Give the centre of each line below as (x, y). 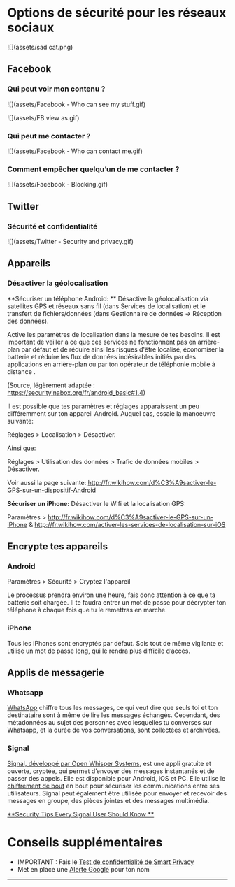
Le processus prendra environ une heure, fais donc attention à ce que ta (111, 595)
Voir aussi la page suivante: (47, 482)
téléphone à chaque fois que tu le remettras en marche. (87, 610)
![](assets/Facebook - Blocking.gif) (58, 185)
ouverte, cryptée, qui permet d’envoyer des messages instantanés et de (111, 771)
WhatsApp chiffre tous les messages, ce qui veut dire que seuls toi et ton (113, 708)
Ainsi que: (22, 448)
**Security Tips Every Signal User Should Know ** (81, 814)
